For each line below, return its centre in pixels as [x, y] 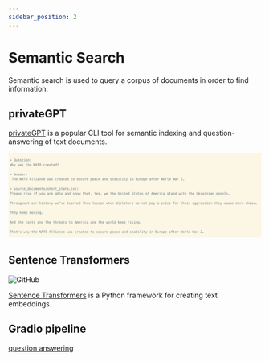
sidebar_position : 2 [43, 17]
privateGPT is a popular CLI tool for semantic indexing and [105, 133]
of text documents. [76, 142]
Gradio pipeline [47, 328]
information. [29, 88]
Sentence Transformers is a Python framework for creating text [113, 295]
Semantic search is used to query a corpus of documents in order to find [128, 80]
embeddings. [30, 304]
